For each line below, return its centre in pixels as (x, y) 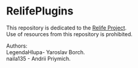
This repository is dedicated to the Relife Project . (67, 28)
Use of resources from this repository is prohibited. (70, 34)
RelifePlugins (40, 11)
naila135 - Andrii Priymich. (38, 58)
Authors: (17, 46)
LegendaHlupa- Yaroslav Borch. (46, 52)
